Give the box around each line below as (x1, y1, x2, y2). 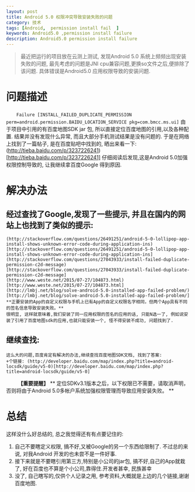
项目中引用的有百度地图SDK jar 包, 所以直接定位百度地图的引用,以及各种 (11, 125, 184, 132)
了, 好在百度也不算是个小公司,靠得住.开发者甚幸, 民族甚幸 (14, 465, 152, 472)
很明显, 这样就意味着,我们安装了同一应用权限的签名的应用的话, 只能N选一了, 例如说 (6, 311, 184, 317)
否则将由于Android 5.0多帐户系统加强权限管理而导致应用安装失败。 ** (6, 387, 175, 394)
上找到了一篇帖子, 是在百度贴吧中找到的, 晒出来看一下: (6, 140, 136, 147)
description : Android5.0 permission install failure (6, 36, 138, 42)
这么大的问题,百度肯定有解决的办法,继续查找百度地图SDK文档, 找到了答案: (6, 352, 162, 358)
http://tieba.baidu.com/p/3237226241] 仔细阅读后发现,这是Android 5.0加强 (8, 153, 188, 160)
